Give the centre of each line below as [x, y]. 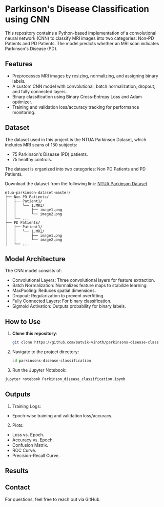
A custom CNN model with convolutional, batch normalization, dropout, [84, 86]
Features [19, 64]
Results [17, 471]
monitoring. [24, 112]
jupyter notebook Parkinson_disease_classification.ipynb [65, 379]
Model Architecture [35, 259]
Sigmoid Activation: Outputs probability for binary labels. [69, 306]
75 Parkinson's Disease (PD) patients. [50, 154]
